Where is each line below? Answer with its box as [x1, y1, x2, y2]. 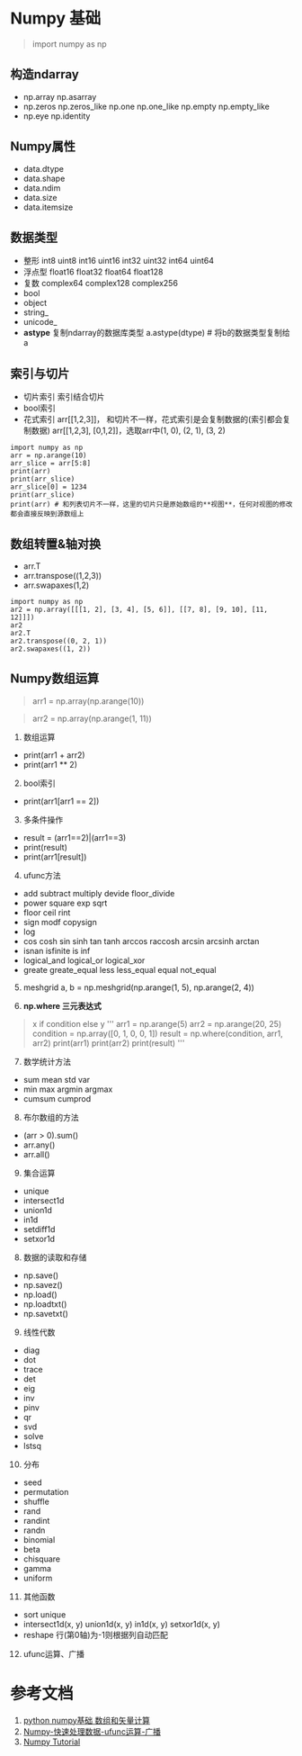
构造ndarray [10, 67, 79, 82]
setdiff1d [22, 1223, 56, 1234]
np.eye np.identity [22, 110, 91, 122]
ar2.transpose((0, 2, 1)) [10, 636, 107, 645]
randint [22, 1515, 50, 1526]
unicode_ [22, 317, 58, 328]
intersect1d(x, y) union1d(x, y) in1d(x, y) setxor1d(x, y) [22, 1618, 221, 1629]
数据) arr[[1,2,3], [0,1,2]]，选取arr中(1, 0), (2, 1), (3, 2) [31, 425, 226, 437]
